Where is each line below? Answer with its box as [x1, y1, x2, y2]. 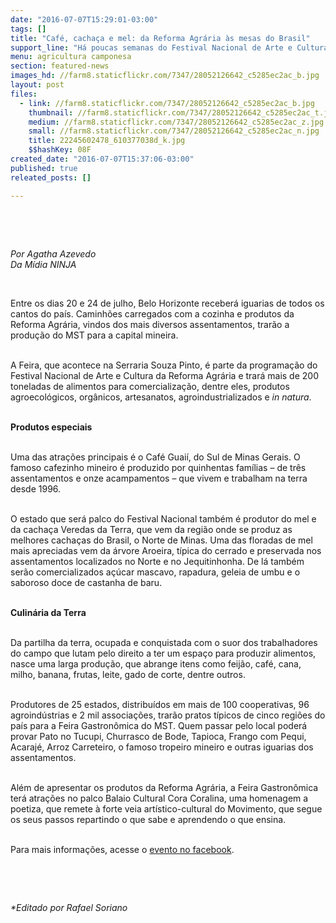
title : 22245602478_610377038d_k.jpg [28, 136, 186, 146]
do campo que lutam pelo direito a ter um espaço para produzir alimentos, [10, 647, 317, 659]
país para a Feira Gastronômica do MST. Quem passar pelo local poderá [10, 719, 308, 731]
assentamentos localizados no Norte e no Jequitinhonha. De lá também [10, 555, 305, 567]
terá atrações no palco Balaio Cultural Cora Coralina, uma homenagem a [10, 792, 309, 804]
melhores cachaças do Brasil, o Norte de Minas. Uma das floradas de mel [10, 534, 313, 546]
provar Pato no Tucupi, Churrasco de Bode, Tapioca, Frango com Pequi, [10, 730, 307, 742]
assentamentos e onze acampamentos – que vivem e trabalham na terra [10, 472, 308, 484]
